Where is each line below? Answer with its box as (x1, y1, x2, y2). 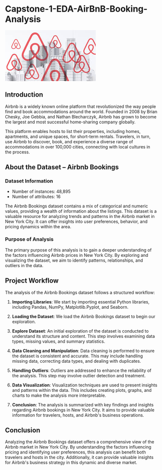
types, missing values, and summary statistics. (12, 338, 105, 344)
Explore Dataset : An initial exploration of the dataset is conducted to (12, 328, 149, 334)
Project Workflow (5, 277, 59, 285)
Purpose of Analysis (5, 236, 54, 243)
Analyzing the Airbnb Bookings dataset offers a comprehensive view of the (5, 439, 155, 445)
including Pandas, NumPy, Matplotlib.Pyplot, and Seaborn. (12, 304, 129, 310)
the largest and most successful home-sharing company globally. (5, 119, 136, 125)
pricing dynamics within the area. (5, 224, 72, 230)
